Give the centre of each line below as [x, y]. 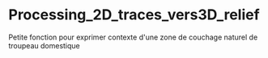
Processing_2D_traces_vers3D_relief [134, 15]
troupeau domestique [45, 45]
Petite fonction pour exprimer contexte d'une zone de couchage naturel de [133, 37]
